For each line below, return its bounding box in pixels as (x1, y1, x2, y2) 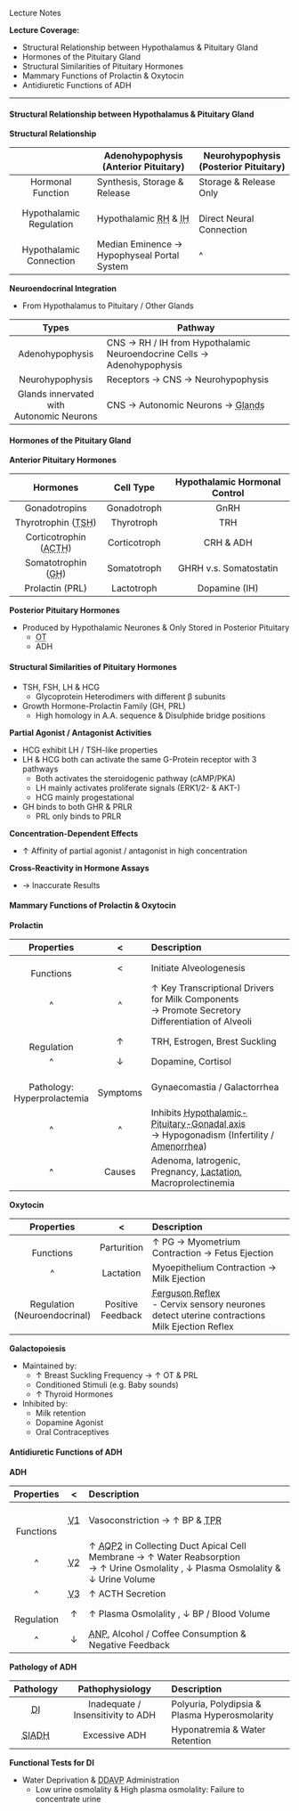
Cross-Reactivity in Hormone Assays (9, 862, 149, 873)
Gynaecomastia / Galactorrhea (150, 1081, 279, 1093)
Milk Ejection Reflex (151, 1320, 234, 1333)
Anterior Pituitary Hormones (9, 454, 117, 466)
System (96, 260, 129, 273)
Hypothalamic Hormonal (174, 476, 281, 488)
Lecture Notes (9, 8, 62, 18)
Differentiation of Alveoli (150, 1015, 252, 1027)
